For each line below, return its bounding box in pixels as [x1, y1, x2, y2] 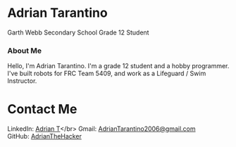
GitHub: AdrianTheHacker [7, 132, 82, 141]
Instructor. [7, 77, 37, 85]
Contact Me [7, 101, 77, 117]
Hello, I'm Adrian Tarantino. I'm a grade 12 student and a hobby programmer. [7, 62, 230, 70]
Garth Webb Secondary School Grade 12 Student [7, 28, 149, 37]
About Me [7, 46, 42, 56]
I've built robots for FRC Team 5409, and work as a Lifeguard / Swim [7, 69, 206, 78]
